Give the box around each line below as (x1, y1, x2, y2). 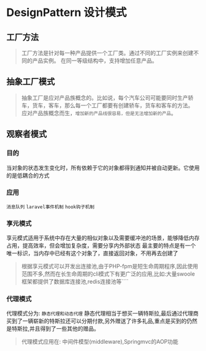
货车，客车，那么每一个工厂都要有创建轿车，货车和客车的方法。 (32, 102, 194, 109)
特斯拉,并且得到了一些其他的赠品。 (11, 325, 100, 333)
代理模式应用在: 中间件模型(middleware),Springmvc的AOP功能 (21, 338, 179, 345)
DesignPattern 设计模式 (6, 6, 127, 20)
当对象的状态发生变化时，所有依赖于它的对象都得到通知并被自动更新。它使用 (6, 164, 200, 172)
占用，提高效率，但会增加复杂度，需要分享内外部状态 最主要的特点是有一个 (6, 242, 196, 249)
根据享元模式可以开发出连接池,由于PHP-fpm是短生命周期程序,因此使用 (21, 263, 198, 270)
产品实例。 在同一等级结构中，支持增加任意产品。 (32, 57, 158, 64)
